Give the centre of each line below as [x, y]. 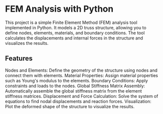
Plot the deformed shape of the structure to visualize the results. [70, 106]
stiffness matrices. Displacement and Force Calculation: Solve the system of [82, 96]
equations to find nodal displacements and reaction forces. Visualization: [78, 101]
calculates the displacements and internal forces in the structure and [74, 38]
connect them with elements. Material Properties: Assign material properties [81, 75]
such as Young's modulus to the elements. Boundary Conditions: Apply [76, 80]
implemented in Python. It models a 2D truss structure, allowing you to [76, 27]
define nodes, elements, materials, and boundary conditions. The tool [75, 33]
